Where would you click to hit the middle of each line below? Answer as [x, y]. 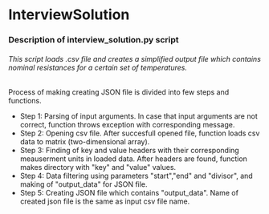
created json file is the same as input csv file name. [105, 201]
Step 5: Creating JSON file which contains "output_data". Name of [129, 193]
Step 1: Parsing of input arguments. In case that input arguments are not [139, 116]
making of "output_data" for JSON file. [84, 184]
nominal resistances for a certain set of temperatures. [98, 67]
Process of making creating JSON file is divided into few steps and [119, 92]
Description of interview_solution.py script [94, 40]
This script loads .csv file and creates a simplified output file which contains [134, 59]
